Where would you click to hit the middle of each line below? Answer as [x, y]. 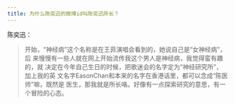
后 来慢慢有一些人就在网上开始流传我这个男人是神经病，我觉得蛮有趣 [123, 58]
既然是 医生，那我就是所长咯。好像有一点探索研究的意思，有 [132, 84]
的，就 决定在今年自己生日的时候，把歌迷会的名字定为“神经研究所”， [123, 66]
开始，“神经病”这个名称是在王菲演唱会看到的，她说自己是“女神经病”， [125, 49]
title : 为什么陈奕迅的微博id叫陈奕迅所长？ [63, 14]
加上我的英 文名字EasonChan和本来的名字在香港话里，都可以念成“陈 [123, 75]
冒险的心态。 [49, 93]
